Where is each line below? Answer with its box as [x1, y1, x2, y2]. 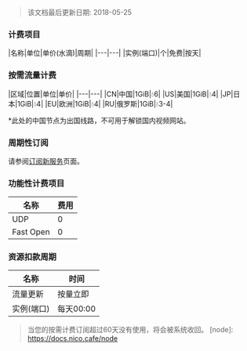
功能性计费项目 [8, 178, 65, 189]
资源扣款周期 [8, 251, 57, 262]
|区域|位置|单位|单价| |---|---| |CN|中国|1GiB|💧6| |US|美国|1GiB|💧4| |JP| [8, 89, 234, 99]
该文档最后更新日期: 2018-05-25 [27, 8, 132, 16]
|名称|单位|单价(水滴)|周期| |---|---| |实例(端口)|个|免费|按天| [8, 49, 202, 58]
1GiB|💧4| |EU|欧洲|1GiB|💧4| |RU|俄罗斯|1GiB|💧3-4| [16, 99, 173, 108]
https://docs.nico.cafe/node [27, 334, 118, 343]
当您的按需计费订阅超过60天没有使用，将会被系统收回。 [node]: [27, 325, 234, 335]
